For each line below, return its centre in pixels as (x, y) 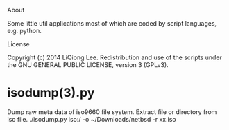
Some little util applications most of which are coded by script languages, (112, 23)
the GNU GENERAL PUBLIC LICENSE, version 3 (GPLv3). (88, 65)
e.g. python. (24, 31)
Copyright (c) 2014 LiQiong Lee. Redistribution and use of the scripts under (114, 57)
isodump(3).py (51, 93)
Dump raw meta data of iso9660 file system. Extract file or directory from (112, 112)
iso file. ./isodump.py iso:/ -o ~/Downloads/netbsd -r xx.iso (92, 119)
